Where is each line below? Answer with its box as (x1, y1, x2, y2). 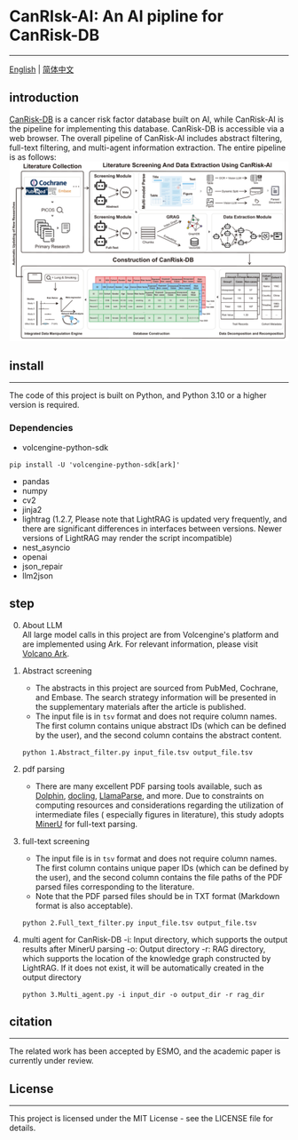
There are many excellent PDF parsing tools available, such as (35, 780, 263, 792)
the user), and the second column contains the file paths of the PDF (35, 872, 284, 882)
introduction (9, 91, 80, 106)
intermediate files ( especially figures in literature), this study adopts (35, 809, 285, 819)
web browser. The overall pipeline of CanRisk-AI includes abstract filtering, (9, 132, 282, 143)
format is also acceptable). (35, 900, 133, 911)
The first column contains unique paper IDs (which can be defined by (35, 862, 289, 873)
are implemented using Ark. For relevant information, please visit (21, 638, 259, 650)
